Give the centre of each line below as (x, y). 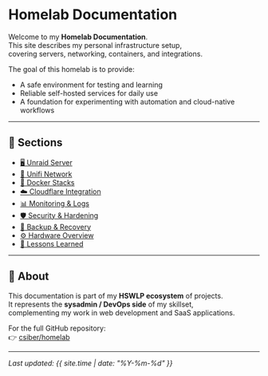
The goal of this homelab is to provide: (71, 69)
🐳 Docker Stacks (47, 182)
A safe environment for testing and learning (91, 85)
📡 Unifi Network (46, 174)
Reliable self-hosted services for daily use (89, 93)
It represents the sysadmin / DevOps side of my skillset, (101, 304)
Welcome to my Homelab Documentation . (78, 37)
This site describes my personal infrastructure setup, (95, 45)
